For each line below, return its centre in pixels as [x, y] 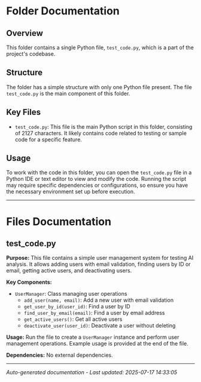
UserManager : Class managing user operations [71, 294]
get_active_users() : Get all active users [73, 319]
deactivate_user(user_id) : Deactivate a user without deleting [100, 326]
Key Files [23, 112]
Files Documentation [59, 221]
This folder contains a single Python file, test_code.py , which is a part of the [100, 47]
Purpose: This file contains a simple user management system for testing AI [100, 258]
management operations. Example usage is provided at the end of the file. [97, 344]
